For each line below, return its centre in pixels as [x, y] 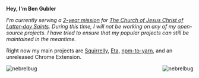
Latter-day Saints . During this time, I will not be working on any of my [91, 26]
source [15, 33]
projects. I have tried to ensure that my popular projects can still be [107, 33]
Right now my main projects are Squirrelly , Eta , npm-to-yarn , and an [89, 51]
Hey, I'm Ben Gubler [31, 9]
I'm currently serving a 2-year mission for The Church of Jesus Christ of [95, 20]
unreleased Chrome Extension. [44, 57]
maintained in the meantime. [41, 39]
